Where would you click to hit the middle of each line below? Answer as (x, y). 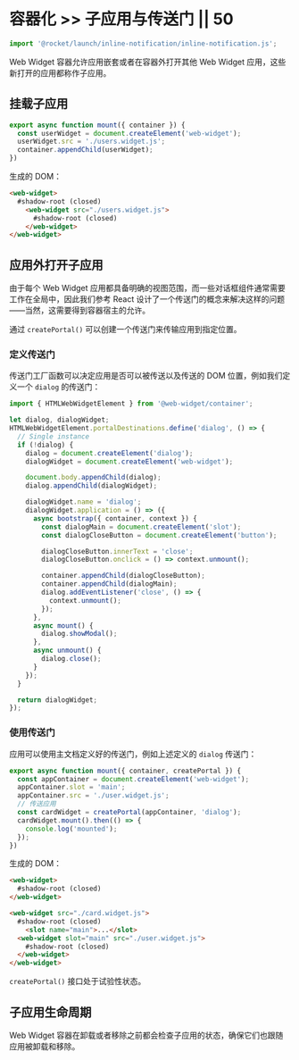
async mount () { (63, 626)
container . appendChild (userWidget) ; (85, 150)
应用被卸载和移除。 (45, 1046)
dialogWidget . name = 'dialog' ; (83, 502)
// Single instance (54, 436)
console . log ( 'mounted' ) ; (71, 829)
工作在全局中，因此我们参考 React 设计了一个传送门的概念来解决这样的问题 (147, 299)
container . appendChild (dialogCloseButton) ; (123, 576)
